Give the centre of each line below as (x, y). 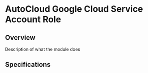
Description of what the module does (43, 49)
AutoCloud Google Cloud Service (74, 9)
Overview (20, 37)
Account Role (33, 19)
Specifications (28, 65)
